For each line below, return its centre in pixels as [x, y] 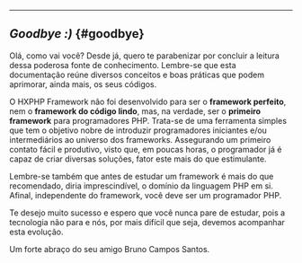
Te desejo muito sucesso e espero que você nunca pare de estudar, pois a [147, 213]
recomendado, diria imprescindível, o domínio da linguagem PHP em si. [142, 186]
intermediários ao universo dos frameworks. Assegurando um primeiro [140, 139]
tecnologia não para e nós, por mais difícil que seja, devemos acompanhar [147, 222]
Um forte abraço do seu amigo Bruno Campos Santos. [110, 249]
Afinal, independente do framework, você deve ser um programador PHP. [146, 195]
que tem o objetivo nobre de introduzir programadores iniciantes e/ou [138, 130]
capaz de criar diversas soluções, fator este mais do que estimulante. [138, 159]
